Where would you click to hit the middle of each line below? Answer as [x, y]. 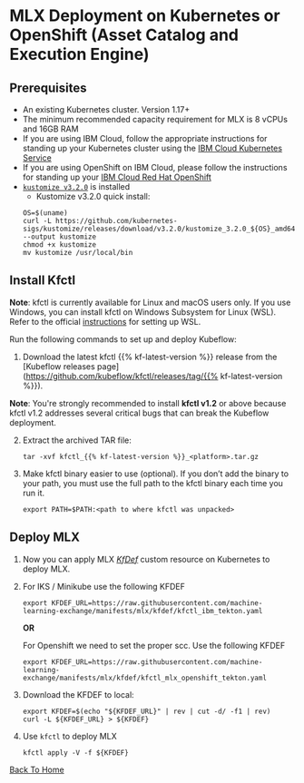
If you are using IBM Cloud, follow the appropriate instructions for [145, 138]
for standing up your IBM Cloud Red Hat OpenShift [117, 177]
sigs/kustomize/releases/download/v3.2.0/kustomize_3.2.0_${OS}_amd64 [159, 229]
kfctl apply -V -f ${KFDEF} [75, 753]
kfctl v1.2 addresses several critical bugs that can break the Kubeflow [139, 413]
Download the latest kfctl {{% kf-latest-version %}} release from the [150, 357]
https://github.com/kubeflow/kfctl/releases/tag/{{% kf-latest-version [154, 376]
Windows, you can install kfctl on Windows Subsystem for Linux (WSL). [143, 312]
